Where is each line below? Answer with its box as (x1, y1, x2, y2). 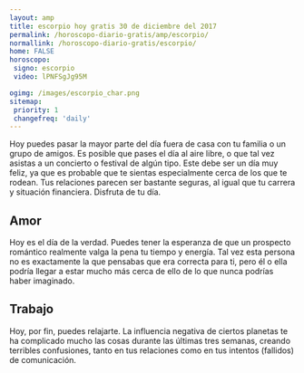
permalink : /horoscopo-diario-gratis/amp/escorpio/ (9, 30, 209, 39)
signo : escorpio (13, 64, 75, 73)
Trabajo (9, 301, 54, 317)
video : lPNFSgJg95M (13, 72, 88, 81)
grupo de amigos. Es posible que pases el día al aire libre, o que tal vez (9, 148, 275, 159)
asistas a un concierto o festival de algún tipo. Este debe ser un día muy (9, 158, 279, 168)
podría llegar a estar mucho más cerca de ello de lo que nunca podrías (9, 266, 274, 277)
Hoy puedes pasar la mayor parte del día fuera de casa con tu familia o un (9, 139, 287, 149)
